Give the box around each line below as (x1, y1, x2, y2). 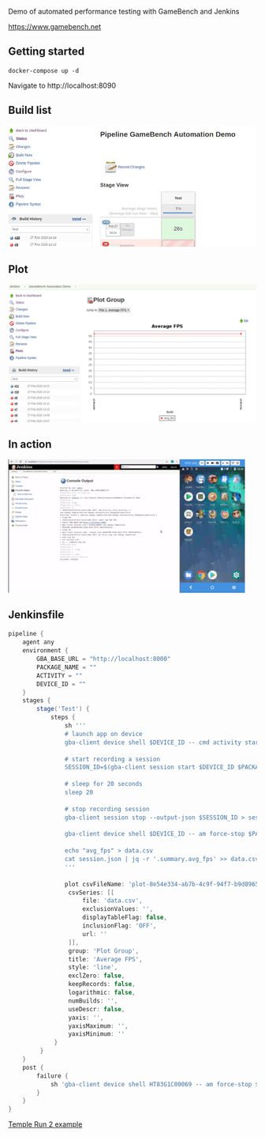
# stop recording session (64, 805, 150, 813)
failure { (36, 1071, 69, 1080)
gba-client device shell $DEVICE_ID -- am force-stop (64, 830, 245, 838)
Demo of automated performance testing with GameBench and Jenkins (8, 7, 240, 16)
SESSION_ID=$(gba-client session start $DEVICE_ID (64, 763, 235, 772)
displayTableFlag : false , (82, 913, 168, 922)
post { (22, 1063, 44, 1071)
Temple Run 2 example (8, 1120, 83, 1129)
